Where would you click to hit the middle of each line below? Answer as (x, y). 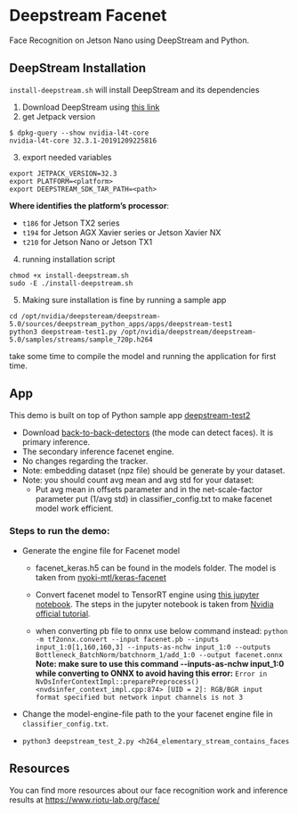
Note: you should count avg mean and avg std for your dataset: (138, 480)
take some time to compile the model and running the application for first (143, 356)
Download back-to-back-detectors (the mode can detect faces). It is (148, 432)
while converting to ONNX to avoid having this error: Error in (151, 673)
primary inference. (56, 441)
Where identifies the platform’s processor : (89, 205)
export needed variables (67, 157)
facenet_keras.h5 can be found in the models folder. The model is (156, 568)
